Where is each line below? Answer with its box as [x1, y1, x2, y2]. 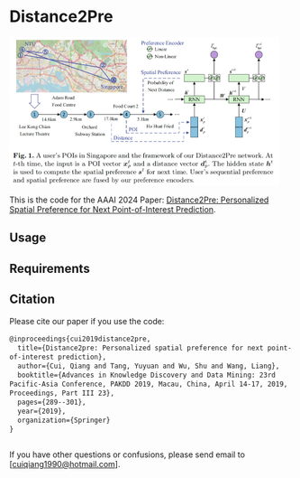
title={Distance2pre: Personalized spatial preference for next [17, 343, 264, 352]
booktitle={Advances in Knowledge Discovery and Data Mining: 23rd [17, 370, 277, 380]
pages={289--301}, [17, 398, 87, 407]
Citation [9, 292, 56, 307]
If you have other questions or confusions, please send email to [9, 449, 246, 460]
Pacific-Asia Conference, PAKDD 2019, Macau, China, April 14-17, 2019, [9, 380, 288, 389]
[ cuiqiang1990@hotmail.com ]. [9, 458, 121, 469]
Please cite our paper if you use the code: [9, 315, 165, 326]
